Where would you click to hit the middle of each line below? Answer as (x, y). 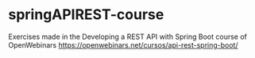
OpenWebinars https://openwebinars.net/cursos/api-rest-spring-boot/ (123, 44)
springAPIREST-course (86, 15)
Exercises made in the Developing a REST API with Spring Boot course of (128, 37)
